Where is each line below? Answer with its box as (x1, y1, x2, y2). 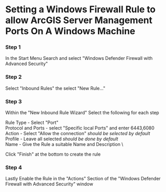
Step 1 (5, 44, 21, 51)
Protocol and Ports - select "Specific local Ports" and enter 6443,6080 (5, 125, 155, 131)
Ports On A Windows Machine (5, 26, 136, 37)
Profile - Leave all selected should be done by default (5, 136, 118, 142)
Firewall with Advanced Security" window (5, 181, 93, 187)
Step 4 (5, 164, 22, 171)
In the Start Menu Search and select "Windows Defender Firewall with (5, 55, 153, 61)
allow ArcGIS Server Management (5, 14, 153, 26)
